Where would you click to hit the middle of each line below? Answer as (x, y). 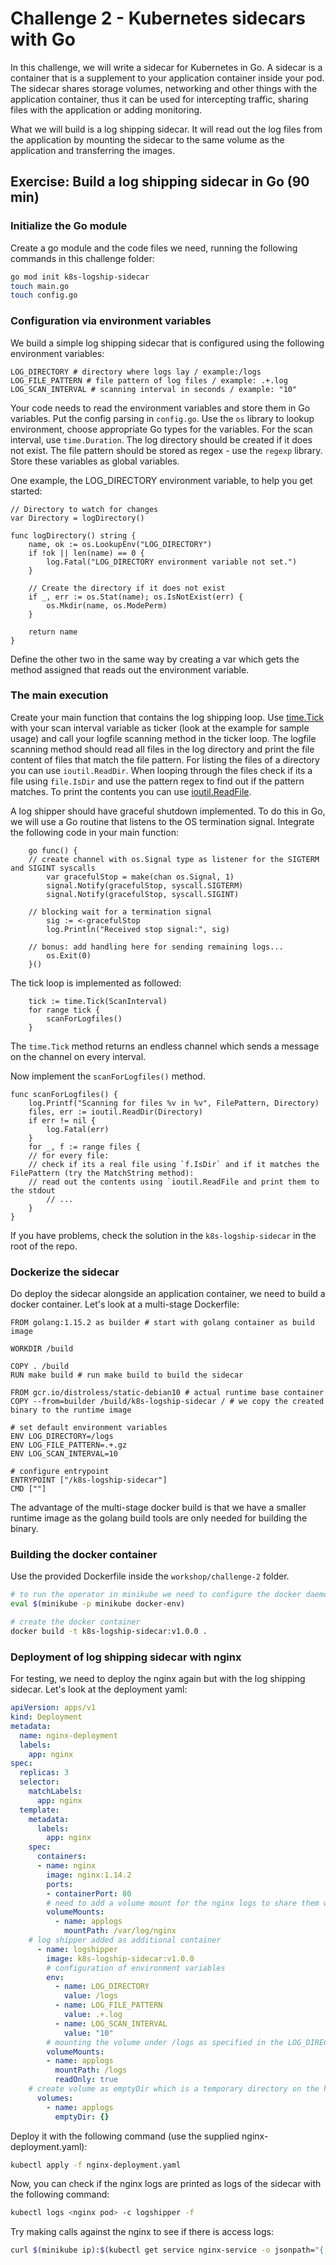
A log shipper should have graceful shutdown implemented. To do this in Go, (168, 811)
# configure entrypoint (60, 1472)
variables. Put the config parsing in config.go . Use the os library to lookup (162, 418)
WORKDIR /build (42, 1349)
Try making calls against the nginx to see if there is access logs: (142, 2232)
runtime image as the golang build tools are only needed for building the (159, 1518)
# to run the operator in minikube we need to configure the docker (156, 1595)
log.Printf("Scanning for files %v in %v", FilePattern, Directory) (174, 1103)
